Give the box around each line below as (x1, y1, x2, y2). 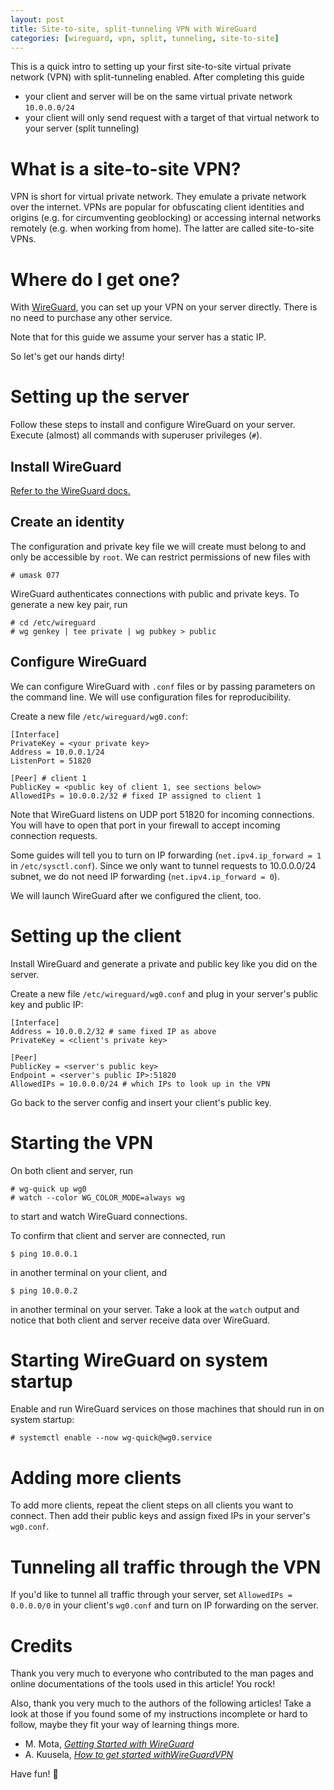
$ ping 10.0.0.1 (10, 1249, 78, 1259)
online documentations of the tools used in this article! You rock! (10, 1678, 276, 1690)
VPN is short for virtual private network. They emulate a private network (10, 191, 307, 203)
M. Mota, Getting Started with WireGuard (24, 1738, 195, 1750)
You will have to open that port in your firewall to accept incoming (10, 819, 281, 831)
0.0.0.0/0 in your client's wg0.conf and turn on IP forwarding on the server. (10, 1599, 319, 1611)
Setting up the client (10, 924, 182, 947)
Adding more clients (10, 1466, 182, 1489)
